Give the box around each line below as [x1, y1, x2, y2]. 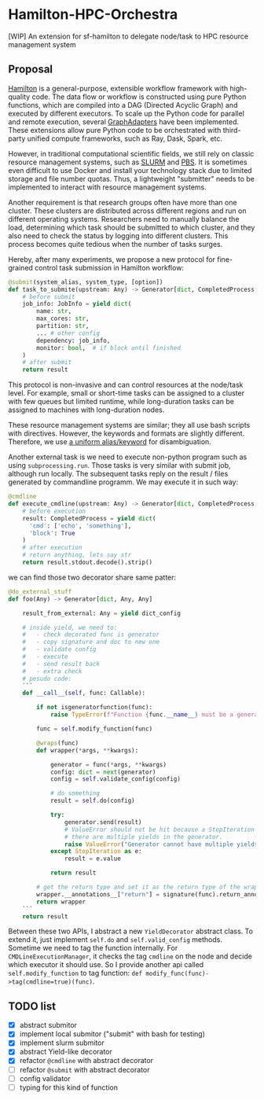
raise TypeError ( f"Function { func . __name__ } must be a [49, 711, 234, 719]
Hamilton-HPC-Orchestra [8, 6, 178, 24]
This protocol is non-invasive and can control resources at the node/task [8, 380, 244, 390]
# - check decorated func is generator [22, 631, 159, 638]
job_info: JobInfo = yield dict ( [22, 300, 132, 308]
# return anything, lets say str [22, 551, 132, 559]
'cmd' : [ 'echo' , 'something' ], [28, 521, 132, 530]
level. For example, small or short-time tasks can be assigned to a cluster [8, 388, 245, 398]
